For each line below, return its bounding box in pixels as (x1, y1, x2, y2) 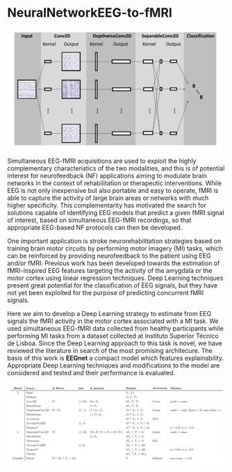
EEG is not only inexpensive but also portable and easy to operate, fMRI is (7, 186, 219, 194)
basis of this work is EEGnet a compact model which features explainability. (7, 354, 224, 362)
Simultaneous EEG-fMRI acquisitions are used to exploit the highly (7, 157, 197, 165)
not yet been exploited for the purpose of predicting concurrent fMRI (7, 288, 204, 297)
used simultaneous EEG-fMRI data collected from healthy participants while (7, 324, 224, 332)
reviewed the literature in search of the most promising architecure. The (7, 346, 213, 354)
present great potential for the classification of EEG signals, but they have (7, 281, 217, 290)
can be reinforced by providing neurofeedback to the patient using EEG (7, 251, 211, 260)
